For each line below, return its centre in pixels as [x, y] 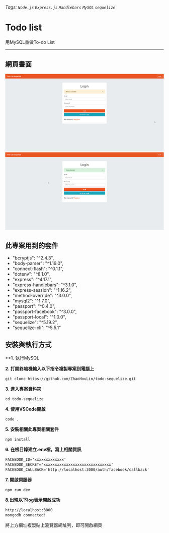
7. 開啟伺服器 [18, 479]
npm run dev [18, 490]
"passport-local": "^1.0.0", [39, 317]
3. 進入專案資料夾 [23, 389]
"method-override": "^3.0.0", [42, 296]
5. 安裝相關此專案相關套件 [32, 429]
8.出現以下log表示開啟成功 [33, 500]
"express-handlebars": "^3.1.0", [45, 285]
